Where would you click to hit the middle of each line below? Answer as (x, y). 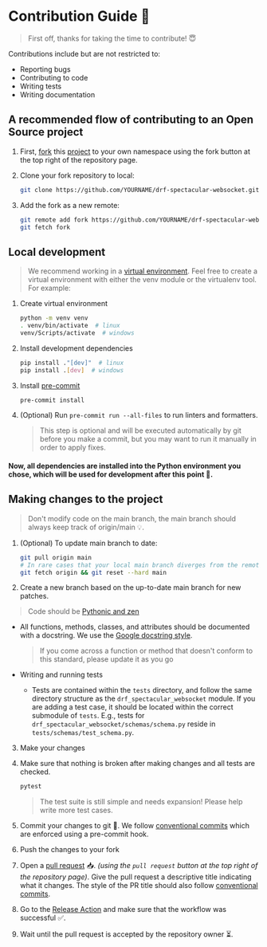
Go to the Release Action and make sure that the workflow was (123, 910)
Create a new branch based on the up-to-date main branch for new (130, 587)
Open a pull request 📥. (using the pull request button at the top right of (139, 866)
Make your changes (52, 748)
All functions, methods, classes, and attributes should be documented (135, 627)
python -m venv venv (54, 318)
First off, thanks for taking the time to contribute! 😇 (112, 38)
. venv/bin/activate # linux (70, 326)
